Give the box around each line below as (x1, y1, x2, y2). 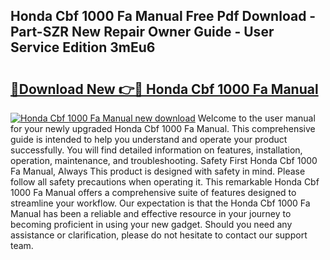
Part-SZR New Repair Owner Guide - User (10, 24, 275, 41)
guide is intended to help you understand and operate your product (10, 134, 288, 145)
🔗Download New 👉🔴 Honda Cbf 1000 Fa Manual (10, 80, 319, 98)
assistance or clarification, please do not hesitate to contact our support (10, 229, 308, 241)
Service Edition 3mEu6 (10, 39, 156, 56)
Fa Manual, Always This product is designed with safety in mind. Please (10, 165, 306, 177)
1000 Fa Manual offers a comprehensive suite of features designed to (10, 187, 297, 198)
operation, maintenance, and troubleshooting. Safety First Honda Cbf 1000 (10, 155, 318, 166)
